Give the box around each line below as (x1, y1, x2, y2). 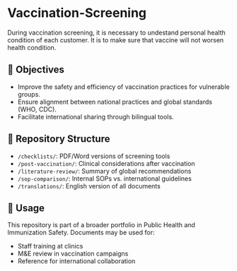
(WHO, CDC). (17, 104, 57, 114)
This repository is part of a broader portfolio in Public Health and (7, 221, 196, 229)
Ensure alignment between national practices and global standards (17, 97, 212, 106)
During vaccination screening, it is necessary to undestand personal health (7, 28, 226, 37)
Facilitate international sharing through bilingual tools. (17, 112, 175, 121)
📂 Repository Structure (7, 133, 110, 145)
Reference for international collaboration (17, 257, 136, 265)
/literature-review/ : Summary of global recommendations (17, 167, 192, 175)
